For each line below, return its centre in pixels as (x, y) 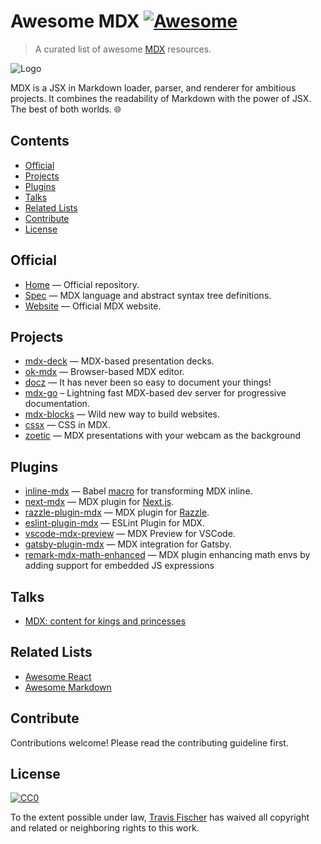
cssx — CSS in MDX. (67, 425)
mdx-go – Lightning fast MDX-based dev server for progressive (155, 393)
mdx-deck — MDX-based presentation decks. (119, 361)
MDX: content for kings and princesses (105, 621)
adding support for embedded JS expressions (119, 566)
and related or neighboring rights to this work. (105, 828)
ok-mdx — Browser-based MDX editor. (104, 372)
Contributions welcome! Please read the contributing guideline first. (149, 742)
